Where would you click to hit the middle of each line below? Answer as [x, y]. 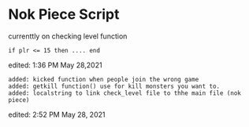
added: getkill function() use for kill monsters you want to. [114, 86]
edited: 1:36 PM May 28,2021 [55, 65]
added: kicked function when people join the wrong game [104, 79]
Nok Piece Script [64, 15]
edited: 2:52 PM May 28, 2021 [57, 114]
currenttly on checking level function [68, 36]
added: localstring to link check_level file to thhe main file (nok [125, 93]
